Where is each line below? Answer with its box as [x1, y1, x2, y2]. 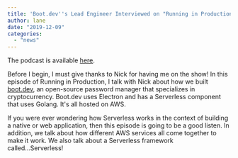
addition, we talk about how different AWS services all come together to [7, 129, 217, 137]
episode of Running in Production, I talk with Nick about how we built [7, 77, 209, 86]
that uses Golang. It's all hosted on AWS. [7, 100, 126, 108]
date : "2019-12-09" [7, 23, 65, 30]
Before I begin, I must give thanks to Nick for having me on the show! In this [7, 70, 228, 79]
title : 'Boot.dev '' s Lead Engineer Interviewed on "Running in [7, 10, 198, 18]
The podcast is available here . [7, 56, 96, 64]
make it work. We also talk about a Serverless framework [7, 136, 174, 145]
